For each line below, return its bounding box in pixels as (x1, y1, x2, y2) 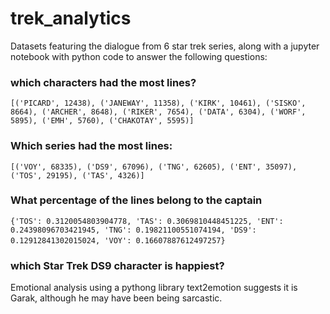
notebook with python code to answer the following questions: (10, 50, 268, 62)
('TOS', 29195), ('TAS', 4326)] (10, 170, 145, 181)
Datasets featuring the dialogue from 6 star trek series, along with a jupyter (10, 40, 320, 52)
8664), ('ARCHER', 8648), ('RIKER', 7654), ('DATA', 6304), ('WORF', (10, 107, 307, 117)
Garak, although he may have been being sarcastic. (10, 292, 223, 304)
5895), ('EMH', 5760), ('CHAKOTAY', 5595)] (10, 116, 195, 126)
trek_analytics (10, 7, 132, 30)
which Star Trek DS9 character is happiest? (10, 258, 225, 272)
